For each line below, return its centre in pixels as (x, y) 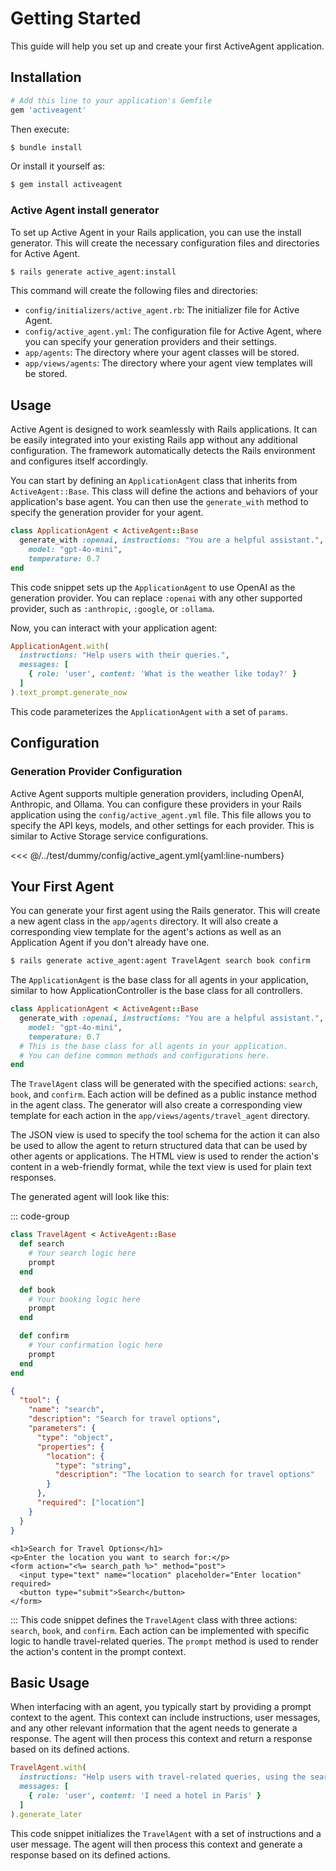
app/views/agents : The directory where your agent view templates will (168, 363)
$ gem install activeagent (66, 185)
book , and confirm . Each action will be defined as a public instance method (164, 1094)
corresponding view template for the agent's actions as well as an (146, 932)
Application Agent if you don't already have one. (110, 943)
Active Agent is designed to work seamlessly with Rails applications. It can (164, 429)
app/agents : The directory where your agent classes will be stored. (162, 353)
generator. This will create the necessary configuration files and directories (165, 243)
